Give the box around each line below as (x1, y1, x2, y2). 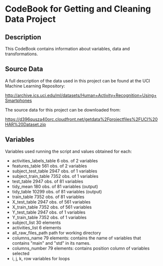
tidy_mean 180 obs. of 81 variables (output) (12, 183, 98, 189)
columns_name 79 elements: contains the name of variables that (12, 235, 141, 241)
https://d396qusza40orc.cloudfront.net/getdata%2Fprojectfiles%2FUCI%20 (5, 116, 158, 122)
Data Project (5, 14, 56, 25)
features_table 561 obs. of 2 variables (12, 163, 87, 169)
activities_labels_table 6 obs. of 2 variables (12, 157, 98, 163)
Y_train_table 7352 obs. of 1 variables (12, 214, 87, 220)
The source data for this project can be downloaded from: (5, 107, 121, 112)
